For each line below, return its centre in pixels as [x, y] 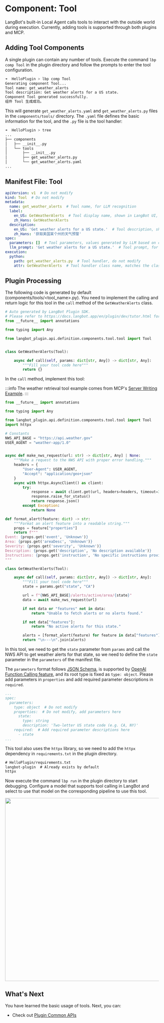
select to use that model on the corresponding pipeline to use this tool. [76, 791]
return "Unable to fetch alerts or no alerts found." [87, 613]
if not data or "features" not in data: [64, 608]
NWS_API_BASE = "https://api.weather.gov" [49, 438]
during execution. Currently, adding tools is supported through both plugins [81, 27]
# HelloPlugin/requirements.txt [38, 762]
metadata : [15, 202]
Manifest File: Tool [34, 182]
